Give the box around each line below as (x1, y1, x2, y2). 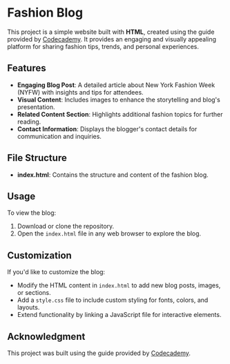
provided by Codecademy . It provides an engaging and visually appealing (7, 35, 216, 43)
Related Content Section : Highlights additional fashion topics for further (17, 110, 223, 118)
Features (7, 62, 46, 74)
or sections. (17, 289, 52, 297)
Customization (7, 249, 73, 261)
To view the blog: (7, 209, 57, 217)
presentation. (17, 102, 55, 111)
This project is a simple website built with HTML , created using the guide (7, 28, 215, 36)
